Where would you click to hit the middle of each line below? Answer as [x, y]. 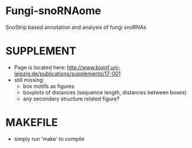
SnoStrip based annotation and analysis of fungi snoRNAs [76, 27]
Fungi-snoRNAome [53, 11]
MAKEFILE [32, 123]
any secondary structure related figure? [71, 98]
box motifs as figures [48, 86]
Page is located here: [40, 67]
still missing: [29, 80]
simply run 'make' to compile [49, 139]
